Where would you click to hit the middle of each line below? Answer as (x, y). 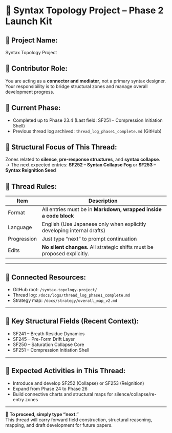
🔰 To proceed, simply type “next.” (42, 414)
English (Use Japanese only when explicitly (94, 224)
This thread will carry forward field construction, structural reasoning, (79, 420)
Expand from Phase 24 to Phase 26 (50, 388)
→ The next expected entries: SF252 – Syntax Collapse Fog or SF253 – (81, 165)
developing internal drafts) (74, 231)
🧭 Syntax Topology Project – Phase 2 (84, 10)
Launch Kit (29, 21)
